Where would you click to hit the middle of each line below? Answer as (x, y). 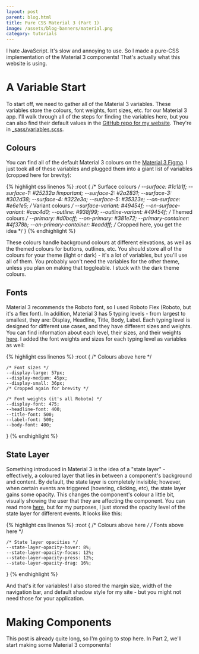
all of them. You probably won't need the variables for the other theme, (93, 261)
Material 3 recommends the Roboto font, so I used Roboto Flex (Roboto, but (99, 307)
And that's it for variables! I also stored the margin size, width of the (89, 586)
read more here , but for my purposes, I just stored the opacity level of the (96, 507)
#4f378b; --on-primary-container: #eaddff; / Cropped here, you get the (94, 225)
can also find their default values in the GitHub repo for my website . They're (99, 123)
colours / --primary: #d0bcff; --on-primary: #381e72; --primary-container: (98, 218)
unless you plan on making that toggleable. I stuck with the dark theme (93, 267)
